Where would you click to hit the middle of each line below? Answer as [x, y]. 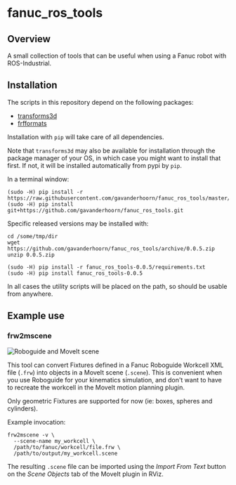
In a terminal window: [38, 179]
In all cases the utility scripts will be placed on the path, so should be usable [117, 286]
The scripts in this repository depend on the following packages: [101, 102]
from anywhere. [30, 294]
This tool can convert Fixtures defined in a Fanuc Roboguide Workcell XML [116, 365]
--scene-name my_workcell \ [55, 441]
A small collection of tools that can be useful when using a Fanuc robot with [117, 56]
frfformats [32, 123]
